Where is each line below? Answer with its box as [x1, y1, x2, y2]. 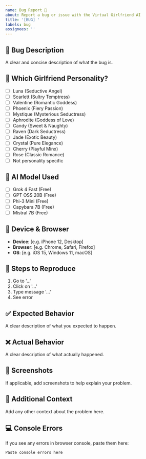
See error [12, 294, 33, 301]
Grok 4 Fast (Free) [12, 186, 52, 193]
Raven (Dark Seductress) [12, 128, 66, 135]
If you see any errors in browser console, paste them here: [5, 440, 129, 446]
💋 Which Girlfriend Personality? [5, 74, 109, 83]
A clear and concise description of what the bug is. [5, 59, 113, 65]
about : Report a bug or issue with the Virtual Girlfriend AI [5, 12, 141, 17]
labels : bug [5, 22, 31, 27]
